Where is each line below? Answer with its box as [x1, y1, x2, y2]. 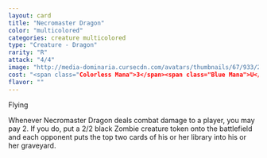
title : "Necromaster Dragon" [8, 19, 105, 27]
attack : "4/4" [8, 56, 56, 64]
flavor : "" [8, 78, 44, 86]
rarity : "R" [8, 48, 48, 56]
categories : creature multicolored [8, 33, 126, 42]
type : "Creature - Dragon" [8, 41, 98, 49]
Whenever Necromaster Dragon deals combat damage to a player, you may [8, 115, 256, 125]
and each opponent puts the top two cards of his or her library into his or [8, 132, 246, 141]
